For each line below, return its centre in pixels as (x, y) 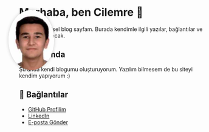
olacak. (56, 35)
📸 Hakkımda (42, 55)
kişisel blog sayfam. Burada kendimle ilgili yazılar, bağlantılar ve (123, 29)
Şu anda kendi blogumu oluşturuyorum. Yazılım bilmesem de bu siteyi (106, 69)
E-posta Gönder (48, 122)
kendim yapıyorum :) (45, 76)
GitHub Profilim (47, 109)
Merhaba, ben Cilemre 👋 (81, 12)
